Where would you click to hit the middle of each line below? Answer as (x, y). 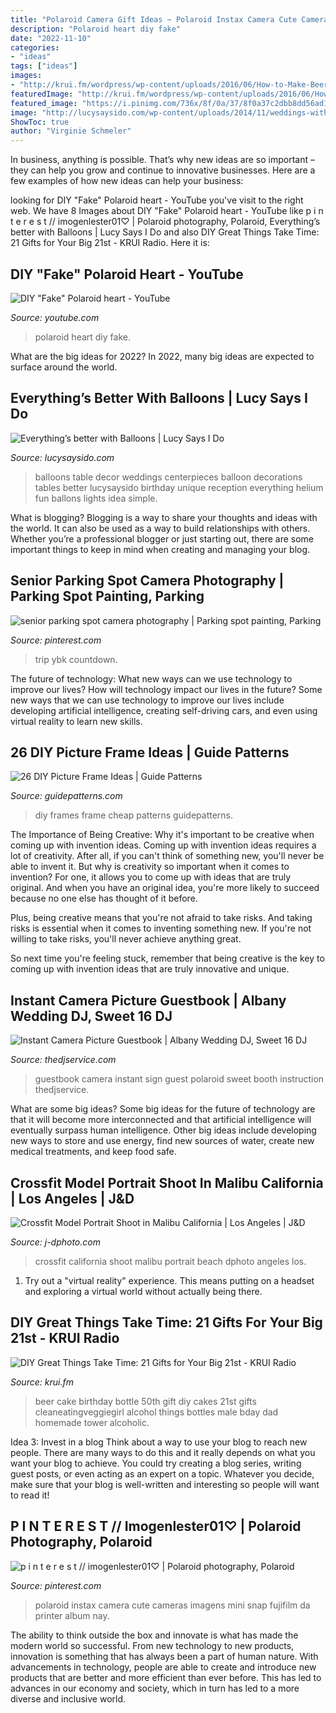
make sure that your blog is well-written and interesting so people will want (165, 1484)
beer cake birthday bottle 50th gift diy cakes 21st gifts (145, 1401)
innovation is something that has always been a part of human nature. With (164, 1656)
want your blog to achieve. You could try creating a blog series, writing (156, 1463)
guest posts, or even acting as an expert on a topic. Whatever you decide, (162, 1473)
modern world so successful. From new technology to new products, (152, 1645)
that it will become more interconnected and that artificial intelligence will (161, 1120)
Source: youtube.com (55, 317)
